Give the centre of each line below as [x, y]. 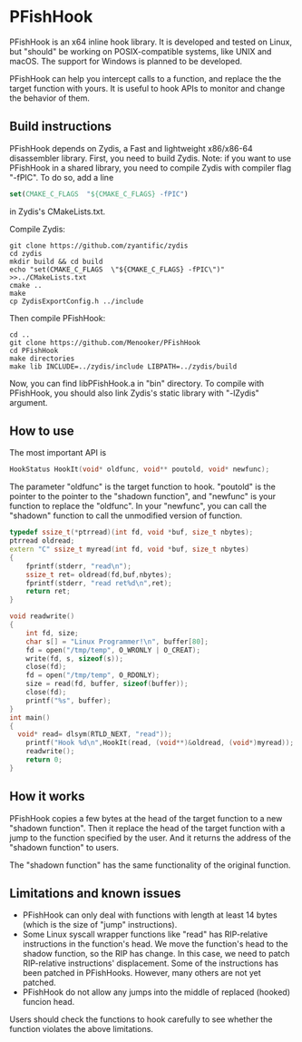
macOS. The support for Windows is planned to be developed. [126, 61]
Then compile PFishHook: [58, 318]
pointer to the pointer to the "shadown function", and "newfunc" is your [143, 496]
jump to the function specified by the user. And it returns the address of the [151, 838]
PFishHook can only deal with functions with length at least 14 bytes [150, 915]
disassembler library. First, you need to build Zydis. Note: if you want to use [151, 158]
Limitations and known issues [95, 894]
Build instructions [60, 127]
